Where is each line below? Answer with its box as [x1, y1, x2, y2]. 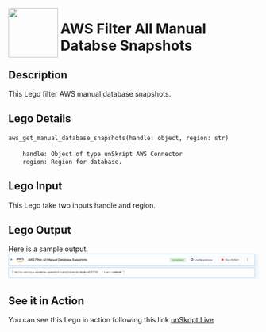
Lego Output [8, 223, 71, 237]
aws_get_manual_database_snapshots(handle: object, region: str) [8, 134, 229, 142]
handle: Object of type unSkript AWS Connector [22, 150, 183, 158]
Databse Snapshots [60, 36, 193, 55]
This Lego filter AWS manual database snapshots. [8, 90, 172, 98]
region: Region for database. [22, 158, 123, 166]
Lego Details [8, 112, 71, 126]
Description [8, 68, 67, 82]
